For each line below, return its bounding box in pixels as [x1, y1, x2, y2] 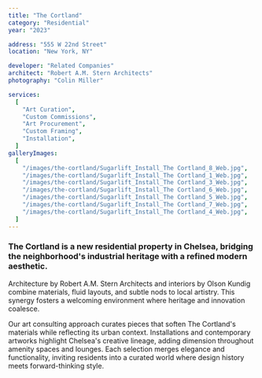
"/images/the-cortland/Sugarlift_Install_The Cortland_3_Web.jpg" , [22, 179, 248, 187]
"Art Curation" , [22, 106, 76, 113]
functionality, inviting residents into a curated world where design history [8, 352, 245, 362]
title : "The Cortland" [8, 11, 83, 20]
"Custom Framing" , [22, 128, 83, 135]
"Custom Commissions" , [22, 113, 97, 120]
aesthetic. [8, 261, 48, 272]
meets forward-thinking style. [8, 361, 105, 370]
